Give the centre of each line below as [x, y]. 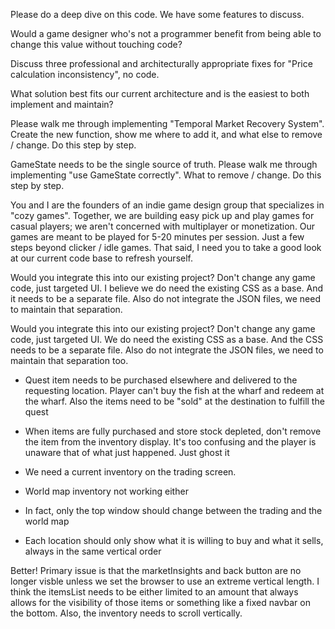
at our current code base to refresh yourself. [102, 258]
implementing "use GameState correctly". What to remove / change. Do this [166, 175]
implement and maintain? [62, 104]
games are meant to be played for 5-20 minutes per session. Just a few [157, 237]
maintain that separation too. [69, 360]
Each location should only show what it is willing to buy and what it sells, [174, 540]
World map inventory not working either [106, 491]
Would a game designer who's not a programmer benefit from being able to [166, 33]
